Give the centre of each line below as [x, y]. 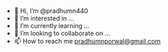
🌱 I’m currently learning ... [52, 26]
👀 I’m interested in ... [44, 18]
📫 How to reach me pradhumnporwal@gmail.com [87, 41]
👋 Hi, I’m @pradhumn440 [51, 11]
